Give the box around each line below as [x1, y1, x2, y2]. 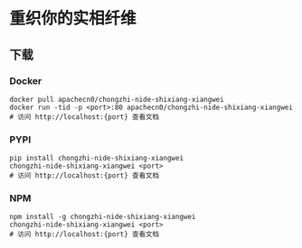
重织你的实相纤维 [9, 8, 137, 29]
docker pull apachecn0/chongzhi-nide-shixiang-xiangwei [9, 95, 224, 104]
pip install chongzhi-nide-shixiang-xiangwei [9, 154, 184, 163]
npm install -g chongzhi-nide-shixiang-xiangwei [9, 213, 196, 222]
